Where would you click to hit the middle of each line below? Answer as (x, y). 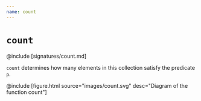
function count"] (27, 92)
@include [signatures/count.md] (46, 56)
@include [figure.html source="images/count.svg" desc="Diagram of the (97, 85)
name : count (21, 12)
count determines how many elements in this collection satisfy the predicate (101, 67)
